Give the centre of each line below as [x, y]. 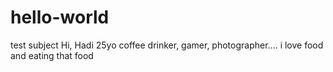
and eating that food [52, 55]
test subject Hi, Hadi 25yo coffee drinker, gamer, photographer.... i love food [167, 45]
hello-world [60, 17]
